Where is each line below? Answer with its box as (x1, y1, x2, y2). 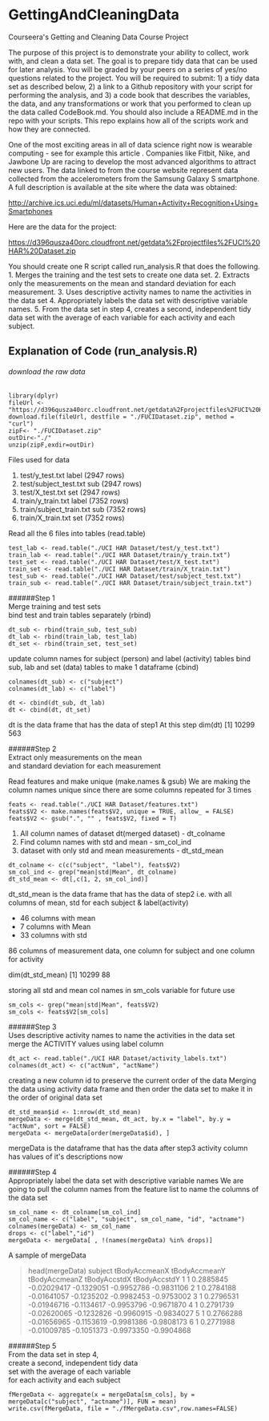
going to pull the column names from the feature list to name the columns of (8, 1184, 259, 1193)
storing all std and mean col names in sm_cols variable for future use (8, 985, 235, 995)
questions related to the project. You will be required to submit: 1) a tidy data (8, 73, 260, 83)
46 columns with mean (19, 913, 96, 922)
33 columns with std (19, 930, 88, 939)
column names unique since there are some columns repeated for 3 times (8, 785, 252, 794)
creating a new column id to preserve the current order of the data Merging (8, 1076, 257, 1085)
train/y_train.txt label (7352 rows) (19, 495, 130, 506)
